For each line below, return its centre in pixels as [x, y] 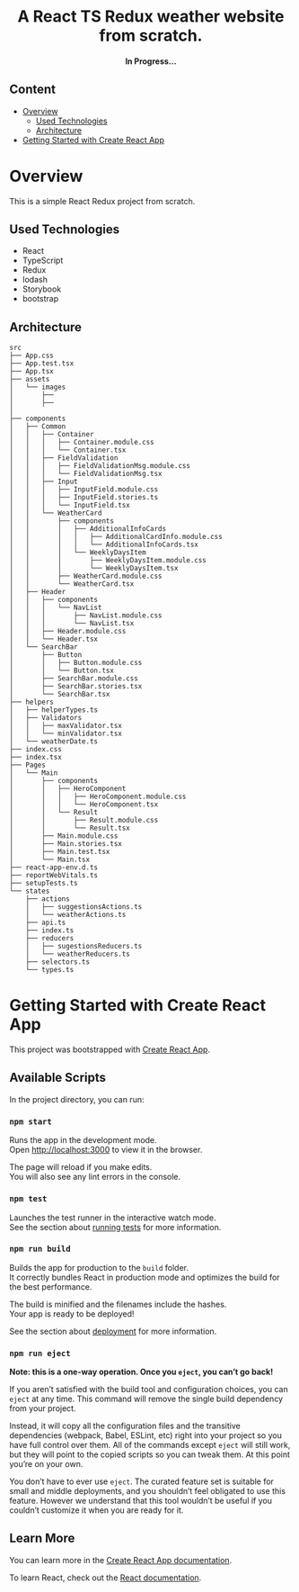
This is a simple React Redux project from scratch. [102, 201]
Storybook [42, 289]
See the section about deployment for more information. [113, 1331]
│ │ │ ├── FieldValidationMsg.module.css [100, 466]
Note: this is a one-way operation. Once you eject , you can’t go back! [141, 1372]
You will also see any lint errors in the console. [95, 1177]
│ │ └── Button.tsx [62, 671]
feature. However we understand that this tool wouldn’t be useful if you [141, 1501]
